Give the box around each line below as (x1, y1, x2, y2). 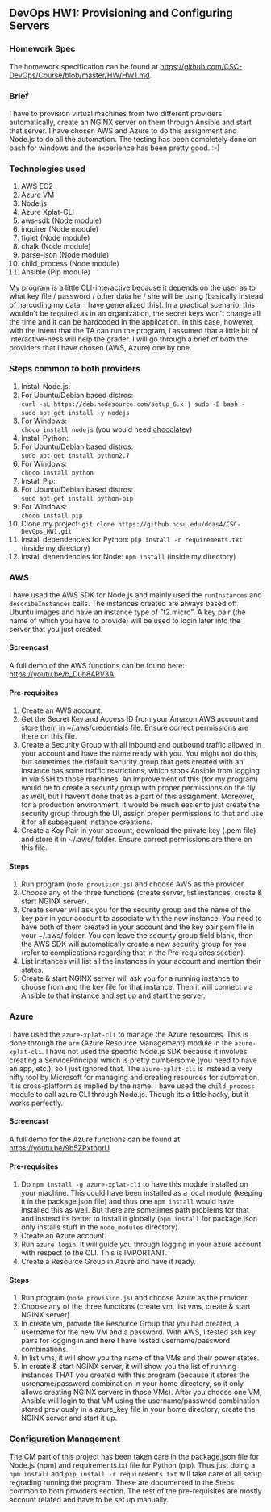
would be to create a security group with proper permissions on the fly (20, 783, 256, 793)
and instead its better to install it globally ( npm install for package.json (20, 1214, 257, 1224)
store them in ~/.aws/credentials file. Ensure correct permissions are (20, 722, 249, 733)
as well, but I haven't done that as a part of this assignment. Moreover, (20, 791, 255, 802)
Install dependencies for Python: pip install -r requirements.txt (20, 534, 243, 544)
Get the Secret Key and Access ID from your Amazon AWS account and (20, 714, 259, 724)
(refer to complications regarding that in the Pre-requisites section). (20, 948, 246, 957)
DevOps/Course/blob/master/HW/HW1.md (9, 70, 150, 80)
